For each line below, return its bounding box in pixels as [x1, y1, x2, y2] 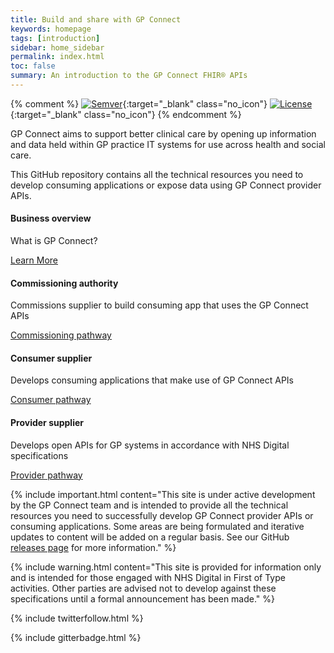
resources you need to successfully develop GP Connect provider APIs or [10, 509, 314, 521]
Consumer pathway [10, 394, 92, 406]
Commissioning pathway [10, 329, 112, 341]
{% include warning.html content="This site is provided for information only [10, 561, 322, 573]
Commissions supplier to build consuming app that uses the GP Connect [10, 299, 309, 311]
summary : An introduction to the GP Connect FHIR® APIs [10, 71, 248, 81]
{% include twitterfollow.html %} [10, 612, 144, 624]
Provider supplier [10, 417, 84, 429]
